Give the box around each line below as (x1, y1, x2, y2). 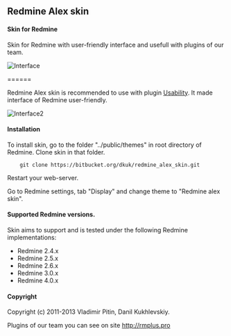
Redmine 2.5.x (17, 254, 59, 262)
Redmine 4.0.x (17, 276, 59, 285)
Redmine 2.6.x (17, 262, 59, 270)
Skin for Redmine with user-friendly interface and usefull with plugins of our (7, 40, 224, 49)
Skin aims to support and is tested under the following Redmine (7, 226, 189, 234)
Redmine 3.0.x (17, 269, 59, 277)
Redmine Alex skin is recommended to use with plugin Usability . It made (7, 88, 213, 97)
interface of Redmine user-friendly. (7, 95, 108, 104)
